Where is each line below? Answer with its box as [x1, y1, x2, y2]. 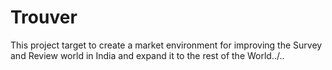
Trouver [10, 6, 78, 29]
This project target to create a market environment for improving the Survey [10, 39, 323, 51]
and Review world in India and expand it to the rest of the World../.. [10, 49, 285, 61]
